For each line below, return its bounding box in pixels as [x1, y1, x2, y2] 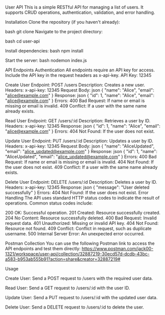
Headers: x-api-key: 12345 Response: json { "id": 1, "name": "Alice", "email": [5, 123, 161, 129]
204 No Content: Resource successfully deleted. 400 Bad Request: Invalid [5, 215, 157, 221]
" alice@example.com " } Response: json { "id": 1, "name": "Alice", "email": [5, 93, 155, 98]
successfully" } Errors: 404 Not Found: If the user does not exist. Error [5, 190, 149, 195]
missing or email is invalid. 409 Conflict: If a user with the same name [5, 103, 147, 108]
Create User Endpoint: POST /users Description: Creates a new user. [5, 82, 145, 88]
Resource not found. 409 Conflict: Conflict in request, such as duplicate [5, 225, 152, 231]
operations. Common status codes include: [5, 200, 93, 206]
